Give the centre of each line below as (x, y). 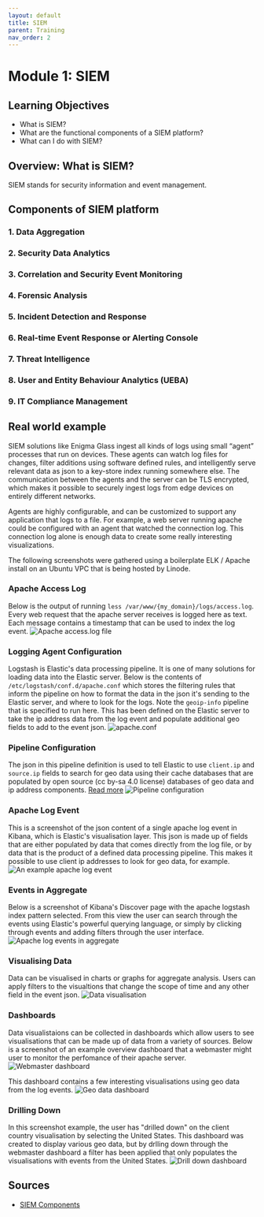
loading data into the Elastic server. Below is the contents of (105, 677)
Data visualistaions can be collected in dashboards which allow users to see (131, 1033)
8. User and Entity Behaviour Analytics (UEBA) (99, 380)
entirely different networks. (52, 496)
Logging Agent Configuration (65, 651)
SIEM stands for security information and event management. (107, 185)
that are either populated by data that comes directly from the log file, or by (130, 844)
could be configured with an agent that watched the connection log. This (126, 528)
